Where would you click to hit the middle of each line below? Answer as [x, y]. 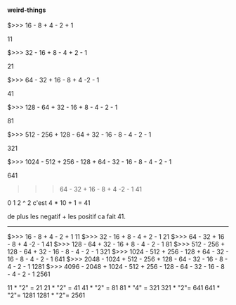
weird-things [27, 10]
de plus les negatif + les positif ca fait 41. [67, 217]
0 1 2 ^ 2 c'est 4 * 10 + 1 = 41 [49, 203]
